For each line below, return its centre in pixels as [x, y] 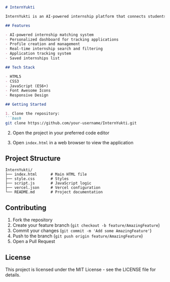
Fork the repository [33, 220]
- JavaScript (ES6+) [27, 86]
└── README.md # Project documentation [54, 192]
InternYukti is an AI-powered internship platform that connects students [86, 16]
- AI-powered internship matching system [50, 35]
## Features [18, 25]
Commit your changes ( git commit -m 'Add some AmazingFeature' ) [82, 231]
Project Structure [33, 159]
